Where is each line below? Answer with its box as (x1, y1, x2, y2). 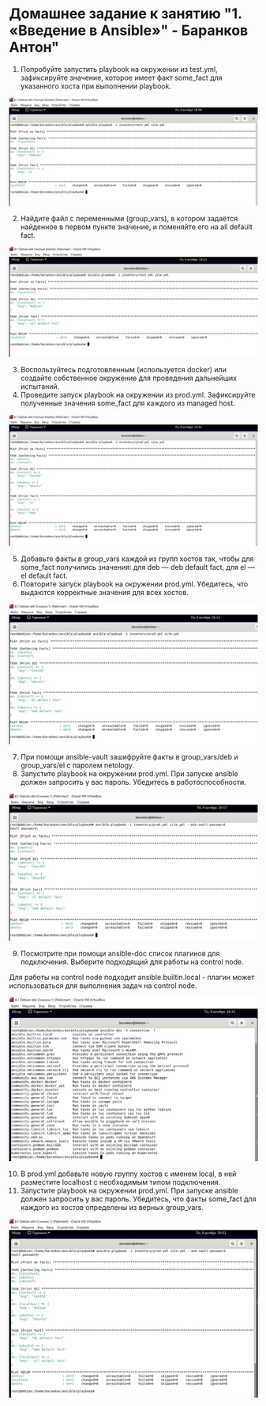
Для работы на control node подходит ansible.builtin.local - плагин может (9, 972, 255, 982)
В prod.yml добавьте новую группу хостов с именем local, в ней (20, 1169, 237, 1178)
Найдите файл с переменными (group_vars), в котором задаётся (20, 214, 238, 224)
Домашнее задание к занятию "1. (9, 5, 242, 23)
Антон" (9, 39, 60, 56)
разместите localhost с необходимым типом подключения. (20, 1178, 221, 1187)
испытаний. (20, 381, 60, 391)
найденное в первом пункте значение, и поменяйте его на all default (20, 222, 253, 232)
